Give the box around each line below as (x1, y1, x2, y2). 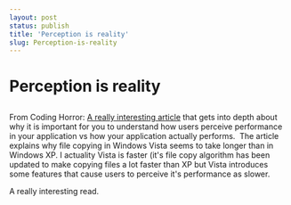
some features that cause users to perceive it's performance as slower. (9, 168, 271, 179)
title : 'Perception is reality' (9, 29, 129, 38)
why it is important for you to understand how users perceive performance (9, 121, 283, 132)
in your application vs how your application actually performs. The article (9, 130, 279, 141)
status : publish (9, 21, 69, 30)
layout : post (9, 12, 58, 22)
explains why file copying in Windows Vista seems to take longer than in (9, 140, 274, 151)
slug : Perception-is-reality (9, 37, 117, 47)
